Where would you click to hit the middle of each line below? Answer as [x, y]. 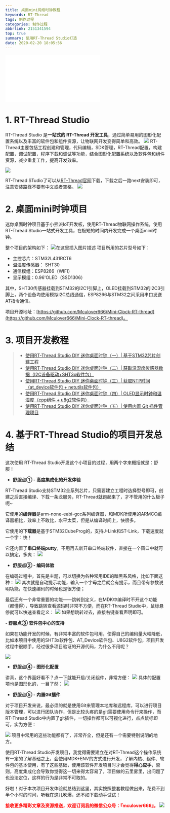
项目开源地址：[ [22, 311]
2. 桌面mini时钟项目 [46, 209]
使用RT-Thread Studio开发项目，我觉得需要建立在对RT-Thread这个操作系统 [83, 752]
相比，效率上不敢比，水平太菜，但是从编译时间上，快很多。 [76, 520]
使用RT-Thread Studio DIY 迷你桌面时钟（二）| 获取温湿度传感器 [92, 368]
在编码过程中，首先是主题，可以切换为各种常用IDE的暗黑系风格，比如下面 [82, 576]
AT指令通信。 [19, 301]
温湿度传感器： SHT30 [36, 265]
